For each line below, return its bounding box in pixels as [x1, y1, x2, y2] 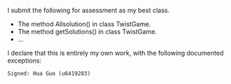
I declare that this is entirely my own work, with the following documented [7, 49, 225, 57]
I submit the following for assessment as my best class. [7, 6, 170, 14]
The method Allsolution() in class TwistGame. [17, 20, 151, 28]
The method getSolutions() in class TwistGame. [17, 28, 158, 36]
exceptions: [7, 56, 41, 65]
